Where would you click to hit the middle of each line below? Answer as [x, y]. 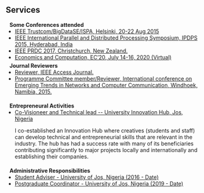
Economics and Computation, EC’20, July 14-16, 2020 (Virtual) [93, 57]
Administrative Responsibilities [50, 170]
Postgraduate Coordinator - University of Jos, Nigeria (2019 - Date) [99, 183]
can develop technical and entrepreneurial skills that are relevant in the [104, 137]
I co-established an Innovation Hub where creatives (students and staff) [105, 130]
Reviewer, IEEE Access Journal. [54, 72]
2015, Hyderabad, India [44, 44]
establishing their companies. [51, 156]
